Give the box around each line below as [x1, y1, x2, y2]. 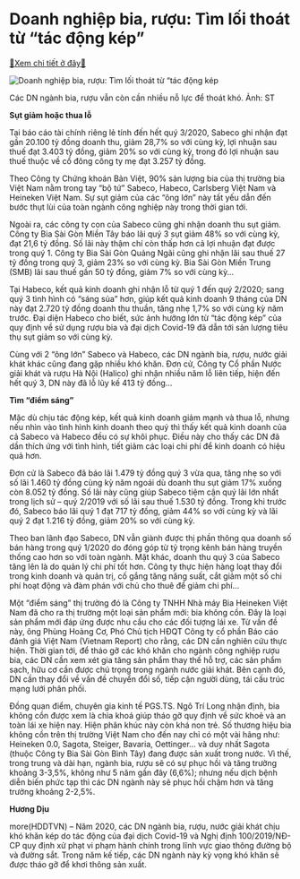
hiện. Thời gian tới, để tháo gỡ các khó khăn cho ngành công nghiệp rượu [9, 645, 280, 656]
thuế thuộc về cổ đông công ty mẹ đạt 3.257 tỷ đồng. [9, 155, 207, 166]
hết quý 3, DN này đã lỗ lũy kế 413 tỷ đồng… [9, 377, 173, 388]
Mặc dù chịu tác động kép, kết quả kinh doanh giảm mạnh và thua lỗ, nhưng [9, 412, 290, 423]
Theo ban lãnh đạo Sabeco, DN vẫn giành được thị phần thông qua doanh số [9, 532, 292, 543]
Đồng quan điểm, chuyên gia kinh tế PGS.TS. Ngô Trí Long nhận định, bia [9, 700, 280, 711]
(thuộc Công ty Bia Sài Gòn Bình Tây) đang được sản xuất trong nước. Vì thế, [9, 748, 292, 759]
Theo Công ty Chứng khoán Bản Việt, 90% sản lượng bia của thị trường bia [9, 173, 285, 184]
